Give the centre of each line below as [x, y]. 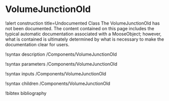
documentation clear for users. [37, 44]
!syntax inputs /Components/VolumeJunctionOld [56, 73]
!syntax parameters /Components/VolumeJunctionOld [61, 64]
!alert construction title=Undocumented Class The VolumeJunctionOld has [82, 23]
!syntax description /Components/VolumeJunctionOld [61, 54]
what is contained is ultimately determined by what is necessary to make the [85, 39]
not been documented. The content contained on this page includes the [80, 28]
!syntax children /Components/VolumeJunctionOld [58, 83]
